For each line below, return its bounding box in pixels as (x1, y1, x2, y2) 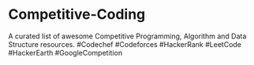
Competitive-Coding (8, 5, 146, 23)
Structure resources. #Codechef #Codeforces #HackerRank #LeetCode (8, 39, 242, 49)
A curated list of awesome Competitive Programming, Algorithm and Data (8, 31, 247, 41)
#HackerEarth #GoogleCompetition (8, 48, 123, 57)
